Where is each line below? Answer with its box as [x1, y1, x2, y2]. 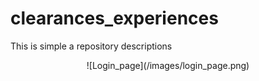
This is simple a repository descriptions [10, 40, 173, 52]
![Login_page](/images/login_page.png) [86, 59, 250, 71]
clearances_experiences [10, 7, 219, 30]
